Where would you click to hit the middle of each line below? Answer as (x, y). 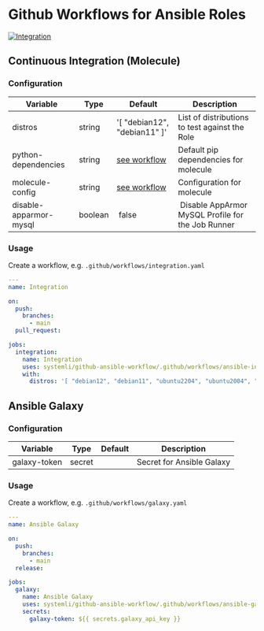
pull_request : (38, 331)
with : (31, 374)
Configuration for (209, 182)
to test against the (211, 127)
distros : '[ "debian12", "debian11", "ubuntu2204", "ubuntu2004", (140, 381)
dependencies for (211, 159)
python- (27, 154)
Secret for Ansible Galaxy (183, 462)
